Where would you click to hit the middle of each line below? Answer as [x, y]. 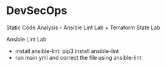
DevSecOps [37, 11]
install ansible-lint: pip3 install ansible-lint [67, 51]
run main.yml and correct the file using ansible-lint [78, 57]
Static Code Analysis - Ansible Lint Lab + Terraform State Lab [83, 27]
